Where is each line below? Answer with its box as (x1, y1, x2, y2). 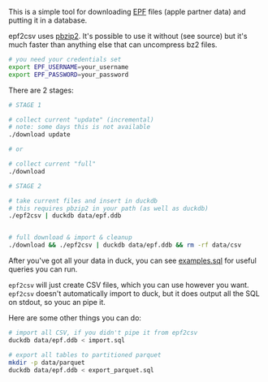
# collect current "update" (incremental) (8, 115, 154, 124)
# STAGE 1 (8, 101, 42, 109)
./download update (8, 131, 71, 139)
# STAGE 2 (8, 182, 42, 190)
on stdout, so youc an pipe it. (8, 298, 106, 307)
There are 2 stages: (8, 85, 75, 95)
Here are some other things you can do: (8, 313, 142, 323)
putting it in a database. (8, 15, 88, 25)
